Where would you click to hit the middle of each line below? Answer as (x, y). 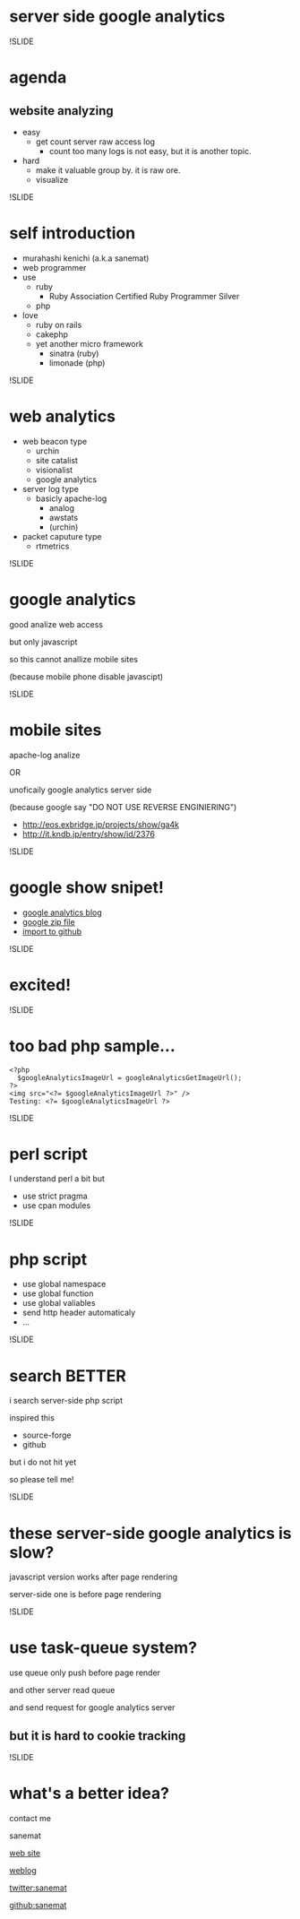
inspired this (32, 1418)
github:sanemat (38, 1905)
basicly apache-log (71, 498)
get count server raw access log (95, 142)
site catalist (57, 460)
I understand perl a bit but (57, 1179)
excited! (40, 985)
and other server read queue (62, 1690)
